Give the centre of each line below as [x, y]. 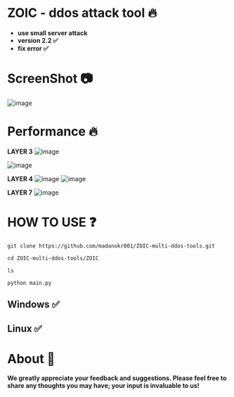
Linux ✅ [25, 328]
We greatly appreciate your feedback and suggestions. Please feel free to [117, 378]
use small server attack [52, 32]
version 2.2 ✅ [38, 40]
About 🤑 [31, 359]
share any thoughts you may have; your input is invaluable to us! [104, 386]
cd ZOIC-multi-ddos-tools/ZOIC [53, 258]
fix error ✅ [33, 48]
